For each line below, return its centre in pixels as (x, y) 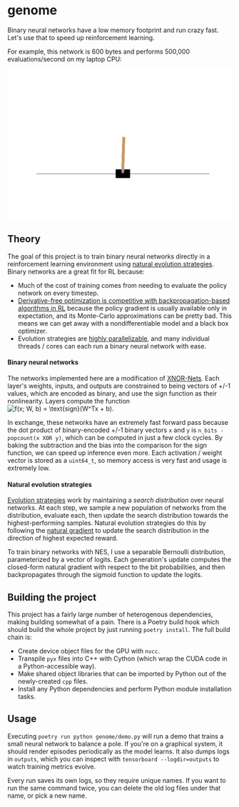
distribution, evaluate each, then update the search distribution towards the (118, 516)
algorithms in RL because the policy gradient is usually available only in (122, 308)
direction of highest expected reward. (63, 538)
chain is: (20, 637)
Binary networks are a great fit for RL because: (76, 271)
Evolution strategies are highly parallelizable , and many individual (114, 339)
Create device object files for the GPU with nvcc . (89, 651)
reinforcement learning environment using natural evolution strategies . (111, 264)
